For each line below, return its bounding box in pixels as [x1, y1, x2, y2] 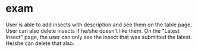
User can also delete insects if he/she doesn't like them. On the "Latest [5, 27, 180, 34]
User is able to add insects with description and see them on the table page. [5, 21, 193, 28]
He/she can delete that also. [5, 40, 75, 47]
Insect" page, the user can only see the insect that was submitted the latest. [5, 33, 192, 40]
